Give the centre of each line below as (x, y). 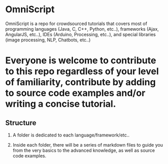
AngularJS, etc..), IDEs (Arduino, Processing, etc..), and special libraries (80, 34)
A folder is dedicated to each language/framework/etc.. (71, 135)
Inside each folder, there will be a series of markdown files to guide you (88, 145)
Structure (21, 123)
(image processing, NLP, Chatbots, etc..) (48, 40)
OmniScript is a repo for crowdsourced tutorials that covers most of (76, 24)
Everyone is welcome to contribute (81, 61)
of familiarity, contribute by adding (80, 82)
